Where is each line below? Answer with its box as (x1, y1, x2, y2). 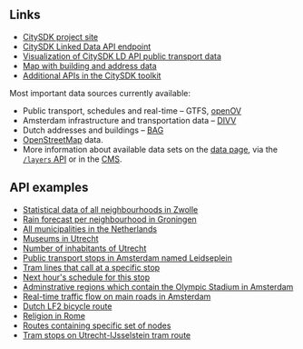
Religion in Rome (22, 310, 86, 321)
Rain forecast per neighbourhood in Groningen (22, 214, 197, 224)
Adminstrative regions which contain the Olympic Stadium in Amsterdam (22, 281, 294, 292)
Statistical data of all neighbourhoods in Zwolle (22, 204, 199, 214)
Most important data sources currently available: (9, 87, 191, 98)
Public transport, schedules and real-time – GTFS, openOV (22, 105, 242, 116)
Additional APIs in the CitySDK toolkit (22, 70, 161, 81)
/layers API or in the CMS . (22, 154, 122, 165)
